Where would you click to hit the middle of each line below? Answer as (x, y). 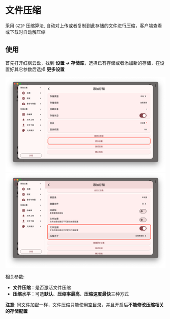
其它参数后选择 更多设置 (39, 69)
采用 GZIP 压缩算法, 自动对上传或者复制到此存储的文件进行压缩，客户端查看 (84, 26)
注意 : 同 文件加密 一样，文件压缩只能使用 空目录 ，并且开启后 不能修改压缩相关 (84, 305)
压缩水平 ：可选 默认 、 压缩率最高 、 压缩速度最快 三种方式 (70, 294)
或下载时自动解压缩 (25, 32)
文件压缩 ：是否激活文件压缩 (42, 288)
